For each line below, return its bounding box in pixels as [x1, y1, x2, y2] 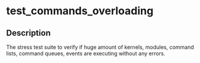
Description [6, 28, 51, 38]
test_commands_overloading [6, 4, 154, 18]
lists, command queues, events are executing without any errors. [6, 50, 165, 57]
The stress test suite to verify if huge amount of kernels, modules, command [6, 43, 194, 51]
